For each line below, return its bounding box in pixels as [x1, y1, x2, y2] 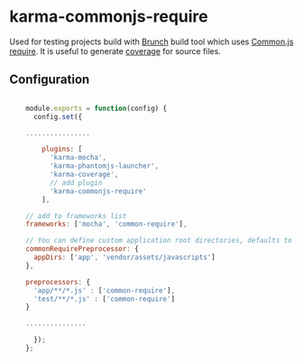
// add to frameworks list [25, 211, 127, 220]
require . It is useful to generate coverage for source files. [9, 45, 221, 56]
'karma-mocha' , [49, 153, 106, 162]
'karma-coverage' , [49, 170, 119, 179]
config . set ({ [32, 112, 83, 121]
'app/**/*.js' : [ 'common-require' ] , [32, 286, 176, 295]
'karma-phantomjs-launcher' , [49, 162, 160, 171]
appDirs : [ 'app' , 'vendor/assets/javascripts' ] [32, 253, 216, 262]
